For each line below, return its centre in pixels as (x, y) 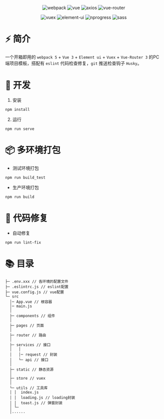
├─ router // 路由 (28, 335)
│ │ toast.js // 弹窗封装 (36, 403)
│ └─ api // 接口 (29, 360)
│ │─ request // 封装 (33, 355)
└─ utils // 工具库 (29, 388)
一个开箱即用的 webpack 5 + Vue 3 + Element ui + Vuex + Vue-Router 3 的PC (82, 57)
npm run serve (20, 129)
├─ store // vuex (28, 378)
